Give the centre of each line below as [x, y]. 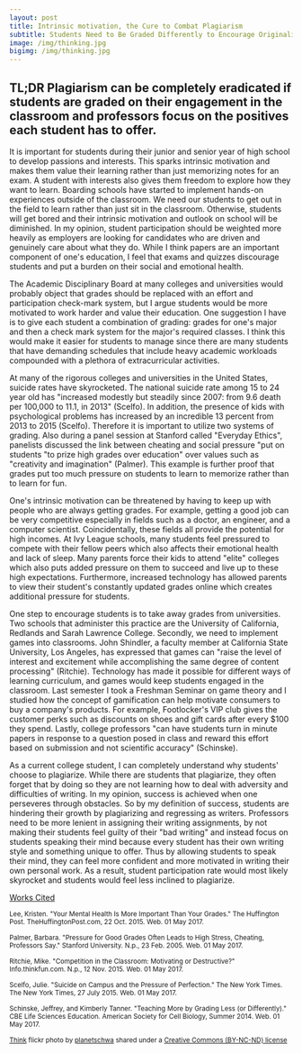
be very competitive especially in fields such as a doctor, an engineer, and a [150, 520]
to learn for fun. [38, 483]
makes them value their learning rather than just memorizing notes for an [144, 170]
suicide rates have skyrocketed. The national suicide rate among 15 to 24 [145, 387]
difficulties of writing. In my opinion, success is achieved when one [133, 794]
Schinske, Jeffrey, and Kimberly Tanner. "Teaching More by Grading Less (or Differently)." [148, 1008]
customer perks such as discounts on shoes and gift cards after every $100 [149, 719]
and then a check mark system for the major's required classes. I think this [147, 331]
